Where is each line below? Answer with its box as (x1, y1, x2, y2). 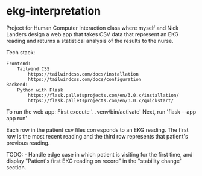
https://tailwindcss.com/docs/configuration (28, 76, 142, 82)
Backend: (6, 82, 28, 88)
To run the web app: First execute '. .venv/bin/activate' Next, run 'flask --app (6, 108, 197, 116)
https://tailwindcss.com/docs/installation (28, 71, 139, 77)
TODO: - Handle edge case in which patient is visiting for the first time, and (6, 151, 193, 158)
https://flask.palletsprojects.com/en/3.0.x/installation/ (28, 92, 180, 98)
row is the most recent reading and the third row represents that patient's (6, 132, 188, 140)
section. (6, 163, 27, 171)
